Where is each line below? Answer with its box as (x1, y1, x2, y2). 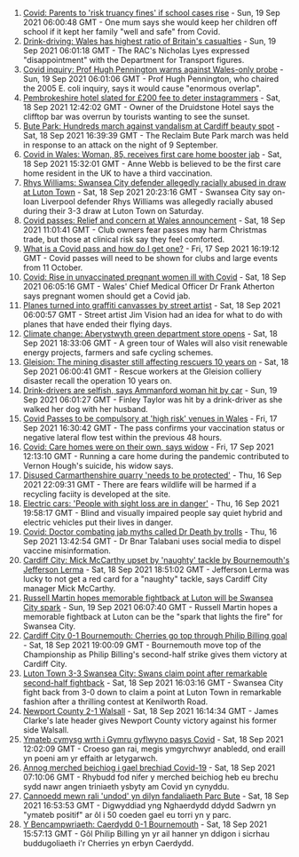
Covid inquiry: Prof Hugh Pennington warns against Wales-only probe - (22, 64, 284, 75)
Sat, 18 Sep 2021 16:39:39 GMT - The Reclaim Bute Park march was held (22, 131, 289, 140)
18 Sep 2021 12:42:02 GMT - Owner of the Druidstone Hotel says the (22, 102, 274, 112)
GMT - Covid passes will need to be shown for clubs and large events (22, 253, 279, 263)
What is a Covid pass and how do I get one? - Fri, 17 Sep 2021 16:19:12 (22, 243, 280, 254)
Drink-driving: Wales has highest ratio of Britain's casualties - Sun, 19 (22, 36, 277, 46)
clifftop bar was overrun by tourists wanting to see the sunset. (22, 111, 250, 122)
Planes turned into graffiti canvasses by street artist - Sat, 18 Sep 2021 (22, 300, 280, 310)
